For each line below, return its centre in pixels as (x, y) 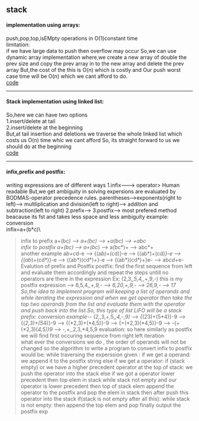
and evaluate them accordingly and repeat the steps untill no (94, 272)
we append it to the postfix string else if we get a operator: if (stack (103, 361)
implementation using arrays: (43, 25)
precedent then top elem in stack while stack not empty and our (99, 380)
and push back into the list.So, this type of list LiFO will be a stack (101, 310)
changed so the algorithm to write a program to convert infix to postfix (106, 348)
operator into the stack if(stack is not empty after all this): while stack (105, 399)
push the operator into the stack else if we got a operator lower (98, 373)
